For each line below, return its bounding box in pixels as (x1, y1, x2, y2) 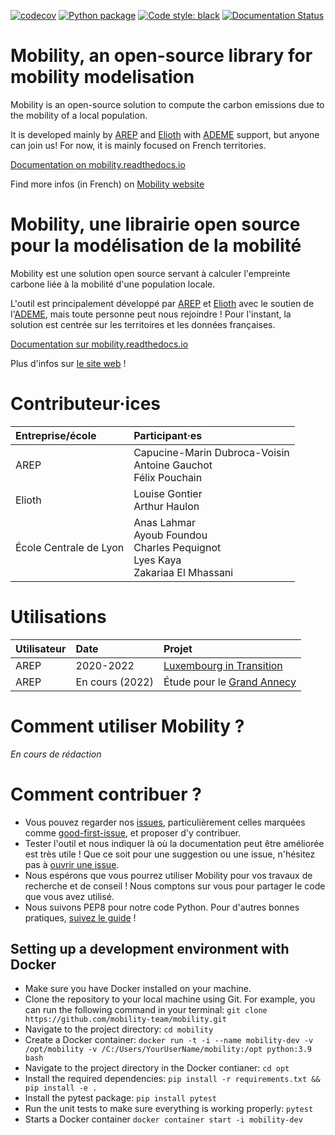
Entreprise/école (15, 428, 97, 442)
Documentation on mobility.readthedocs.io (10, 158, 186, 170)
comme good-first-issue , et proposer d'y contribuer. (24, 826, 242, 839)
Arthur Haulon (133, 499, 200, 513)
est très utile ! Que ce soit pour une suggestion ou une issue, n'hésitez (24, 848, 316, 860)
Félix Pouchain (133, 470, 203, 484)
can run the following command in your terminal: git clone (24, 1004, 268, 1016)
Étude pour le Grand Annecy (163, 675, 297, 689)
